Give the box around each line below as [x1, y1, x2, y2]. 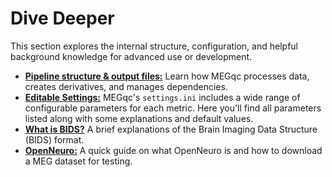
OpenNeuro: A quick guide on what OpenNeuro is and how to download [24, 144, 323, 156]
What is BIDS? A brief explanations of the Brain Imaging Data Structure [24, 123, 318, 135]
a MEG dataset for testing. [24, 155, 133, 167]
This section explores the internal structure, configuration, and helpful [10, 40, 298, 52]
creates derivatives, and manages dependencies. [24, 80, 228, 92]
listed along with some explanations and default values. [24, 112, 254, 124]
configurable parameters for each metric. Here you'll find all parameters [24, 102, 322, 114]
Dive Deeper [10, 7, 115, 30]
